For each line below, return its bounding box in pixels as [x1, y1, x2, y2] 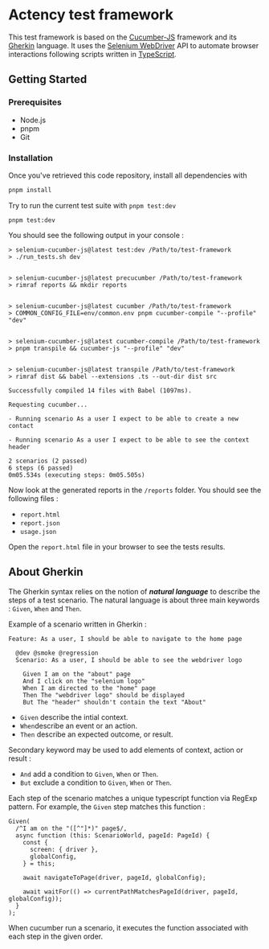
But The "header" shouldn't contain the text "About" [22, 698, 206, 706]
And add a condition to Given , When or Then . [19, 769, 159, 779]
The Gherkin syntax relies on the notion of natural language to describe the [8, 586, 261, 596]
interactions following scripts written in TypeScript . [8, 49, 177, 59]
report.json [19, 519, 60, 528]
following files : [8, 493, 59, 503]
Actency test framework [8, 6, 174, 24]
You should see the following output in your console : [8, 230, 185, 240]
